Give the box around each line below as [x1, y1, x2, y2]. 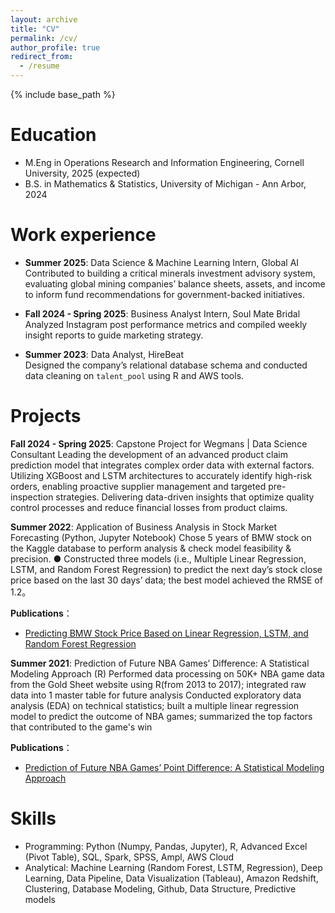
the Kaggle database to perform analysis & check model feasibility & [10, 542, 292, 554]
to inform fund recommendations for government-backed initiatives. [24, 288, 305, 300]
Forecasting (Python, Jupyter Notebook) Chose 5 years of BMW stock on [10, 531, 312, 543]
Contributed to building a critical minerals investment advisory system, [24, 267, 316, 279]
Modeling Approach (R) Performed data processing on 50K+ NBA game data [10, 667, 325, 680]
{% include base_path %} [10, 89, 116, 100]
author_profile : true [10, 42, 101, 53]
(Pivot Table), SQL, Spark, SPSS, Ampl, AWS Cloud [24, 851, 235, 863]
